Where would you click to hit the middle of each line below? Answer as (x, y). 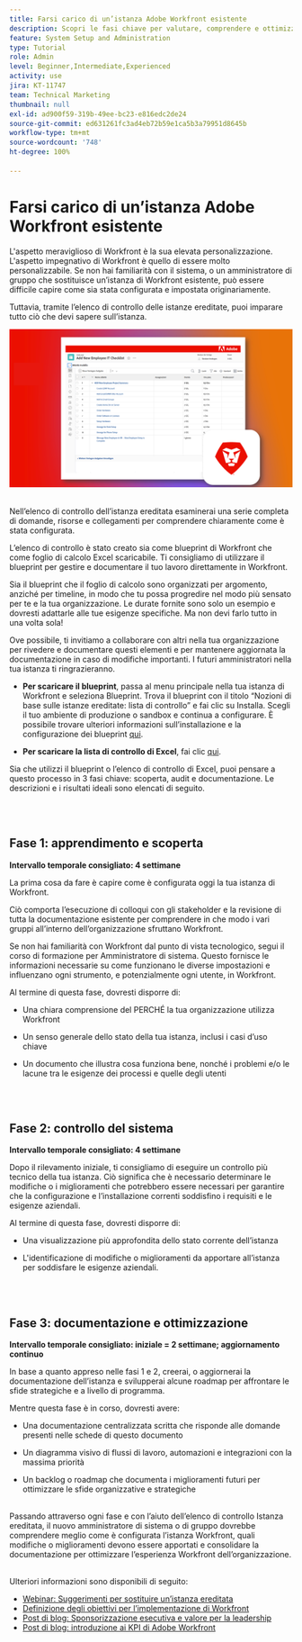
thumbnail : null (40, 104)
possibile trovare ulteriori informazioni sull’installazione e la (132, 724)
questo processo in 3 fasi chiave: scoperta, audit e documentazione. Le (142, 778)
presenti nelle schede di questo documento (102, 1435)
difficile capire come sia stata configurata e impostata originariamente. (140, 289)
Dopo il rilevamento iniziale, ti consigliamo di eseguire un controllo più (138, 1168)
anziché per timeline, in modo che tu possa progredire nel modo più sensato (151, 593)
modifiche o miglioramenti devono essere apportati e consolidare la (134, 1545)
